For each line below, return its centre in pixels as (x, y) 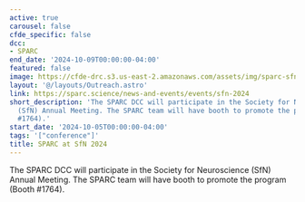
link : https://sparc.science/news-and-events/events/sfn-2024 (129, 93)
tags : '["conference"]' (54, 136)
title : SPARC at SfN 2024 (58, 144)
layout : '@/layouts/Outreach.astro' (79, 85)
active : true (34, 18)
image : (22, 77)
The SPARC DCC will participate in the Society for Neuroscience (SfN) (140, 169)
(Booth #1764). (37, 189)
